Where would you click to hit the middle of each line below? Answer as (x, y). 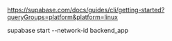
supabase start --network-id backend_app (68, 30)
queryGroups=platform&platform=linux (62, 17)
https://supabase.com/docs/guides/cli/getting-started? (86, 10)
